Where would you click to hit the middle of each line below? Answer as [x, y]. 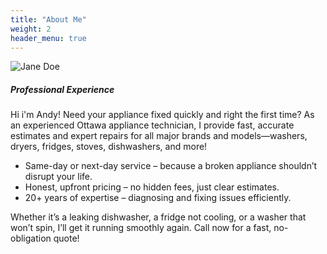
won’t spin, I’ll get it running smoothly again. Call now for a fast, [141, 228]
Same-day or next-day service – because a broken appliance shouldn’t [171, 166]
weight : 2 [31, 29]
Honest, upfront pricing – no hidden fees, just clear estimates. [152, 187]
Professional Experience [62, 89]
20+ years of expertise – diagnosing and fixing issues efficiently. [158, 198]
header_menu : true [48, 38]
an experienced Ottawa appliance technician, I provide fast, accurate [152, 125]
